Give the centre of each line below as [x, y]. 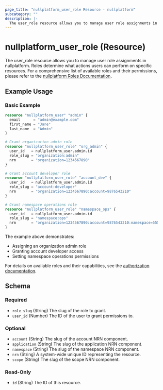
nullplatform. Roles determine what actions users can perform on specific [78, 66]
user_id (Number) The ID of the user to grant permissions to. [73, 316]
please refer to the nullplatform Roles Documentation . [58, 76]
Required [16, 300]
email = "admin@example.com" [44, 119]
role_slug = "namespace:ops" [39, 218]
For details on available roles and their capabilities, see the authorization [77, 266]
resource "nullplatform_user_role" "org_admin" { [56, 147]
